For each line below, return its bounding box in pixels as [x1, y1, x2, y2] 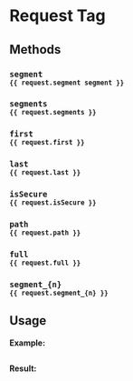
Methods [9, 42, 62, 57]
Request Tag [9, 5, 106, 26]
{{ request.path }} [9, 228, 81, 237]
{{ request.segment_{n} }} [9, 288, 109, 297]
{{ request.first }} [9, 138, 85, 147]
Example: [9, 337, 46, 348]
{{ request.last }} [9, 168, 81, 177]
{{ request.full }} [9, 258, 81, 268]
